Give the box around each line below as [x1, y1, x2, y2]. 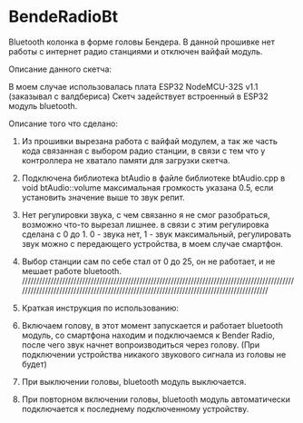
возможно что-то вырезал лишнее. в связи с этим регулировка [21, 219, 269, 230]
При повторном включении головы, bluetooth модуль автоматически [21, 393, 291, 405]
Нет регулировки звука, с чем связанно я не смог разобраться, [21, 209, 270, 220]
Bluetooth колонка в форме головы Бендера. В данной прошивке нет [8, 36, 276, 47]
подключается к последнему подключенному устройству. [21, 403, 249, 414]
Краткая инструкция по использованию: [21, 302, 179, 313]
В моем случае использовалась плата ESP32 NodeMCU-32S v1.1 [8, 81, 259, 92]
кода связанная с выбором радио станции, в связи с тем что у [21, 145, 266, 156]
